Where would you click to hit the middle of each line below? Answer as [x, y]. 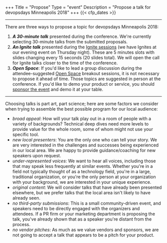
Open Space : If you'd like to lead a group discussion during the [77, 68]
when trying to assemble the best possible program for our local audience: [82, 109]
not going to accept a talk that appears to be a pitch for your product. [83, 235]
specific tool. [26, 134]
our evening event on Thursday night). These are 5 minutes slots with [83, 52]
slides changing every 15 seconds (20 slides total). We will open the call [86, 58]
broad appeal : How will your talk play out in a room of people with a [82, 119]
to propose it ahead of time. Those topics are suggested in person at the [86, 79]
